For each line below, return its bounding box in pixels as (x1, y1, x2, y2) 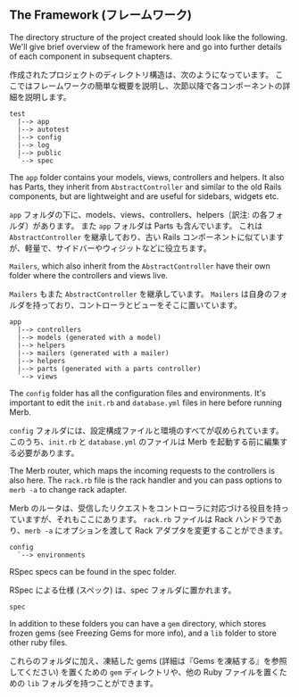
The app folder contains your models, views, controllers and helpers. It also (9, 171, 285, 182)
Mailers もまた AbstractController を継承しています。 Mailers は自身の (9, 288, 272, 299)
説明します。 (24, 91, 71, 102)
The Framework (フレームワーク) (9, 7, 193, 23)
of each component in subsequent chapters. (9, 51, 172, 62)
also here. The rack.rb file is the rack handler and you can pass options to (9, 475, 283, 485)
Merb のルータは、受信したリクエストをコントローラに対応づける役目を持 (9, 502, 281, 513)
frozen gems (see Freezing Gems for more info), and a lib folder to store (9, 627, 278, 638)
